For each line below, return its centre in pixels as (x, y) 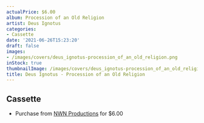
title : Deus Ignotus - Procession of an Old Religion (76, 74)
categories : (21, 29)
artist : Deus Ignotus (34, 23)
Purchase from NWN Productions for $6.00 (69, 114)
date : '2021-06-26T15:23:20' (43, 40)
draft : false (23, 46)
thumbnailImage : (27, 69)
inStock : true (24, 63)
